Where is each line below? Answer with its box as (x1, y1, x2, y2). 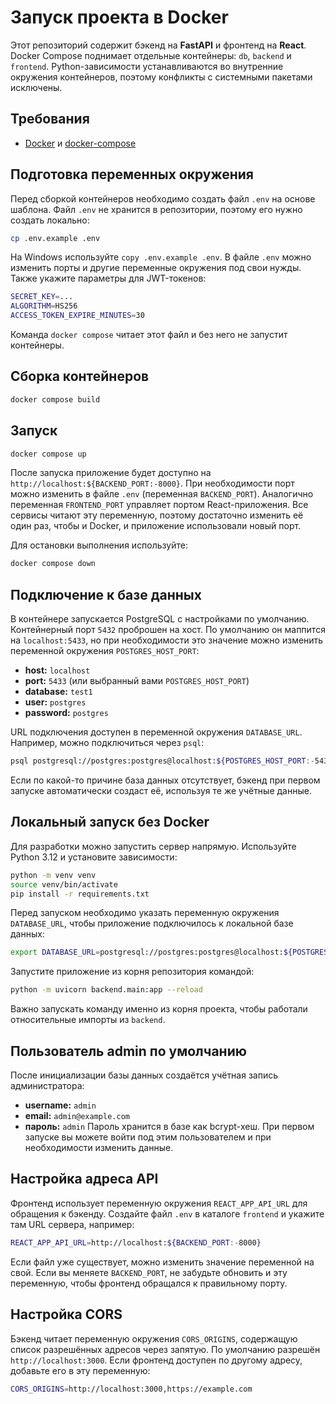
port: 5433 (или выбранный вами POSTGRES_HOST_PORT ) (24, 675, 250, 687)
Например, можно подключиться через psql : (10, 737, 205, 749)
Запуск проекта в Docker (10, 6, 229, 29)
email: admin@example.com (24, 1110, 130, 1121)
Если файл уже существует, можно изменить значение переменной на (10, 1256, 315, 1268)
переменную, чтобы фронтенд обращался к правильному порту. (10, 1277, 288, 1289)
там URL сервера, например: (10, 1218, 135, 1230)
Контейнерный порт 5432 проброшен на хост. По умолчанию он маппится (10, 624, 326, 636)
